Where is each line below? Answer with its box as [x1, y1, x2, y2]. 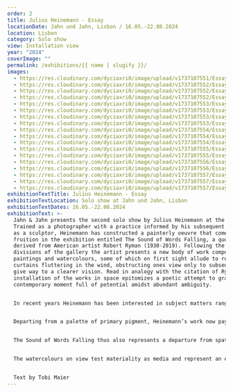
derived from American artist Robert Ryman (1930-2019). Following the [13, 242, 225, 250]
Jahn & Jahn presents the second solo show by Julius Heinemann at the [13, 216, 225, 223]
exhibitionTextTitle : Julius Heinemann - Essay [7, 191, 148, 198]
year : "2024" [7, 49, 45, 56]
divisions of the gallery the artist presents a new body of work [13, 249, 209, 256]
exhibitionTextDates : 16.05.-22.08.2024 [7, 204, 126, 211]
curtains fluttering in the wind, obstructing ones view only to [13, 262, 207, 269]
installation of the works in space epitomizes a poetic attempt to [13, 275, 216, 282]
